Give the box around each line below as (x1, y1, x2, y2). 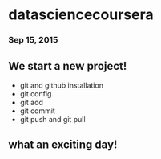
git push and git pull (19, 114, 86, 124)
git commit (19, 106, 56, 116)
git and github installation (19, 80, 104, 90)
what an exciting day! (8, 138, 118, 152)
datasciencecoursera (8, 6, 154, 24)
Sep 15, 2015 (8, 35, 58, 46)
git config (19, 88, 52, 98)
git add (19, 97, 44, 107)
